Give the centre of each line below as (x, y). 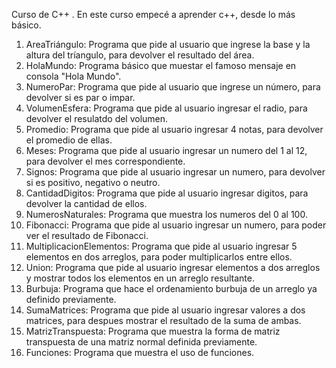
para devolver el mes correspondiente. (105, 161)
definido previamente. (71, 299)
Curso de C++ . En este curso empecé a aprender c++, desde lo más (153, 14)
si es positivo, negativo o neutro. (93, 182)
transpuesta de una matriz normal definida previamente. (141, 342)
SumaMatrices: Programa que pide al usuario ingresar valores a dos (165, 310)
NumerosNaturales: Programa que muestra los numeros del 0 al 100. (166, 214)
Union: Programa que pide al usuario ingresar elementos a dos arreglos (173, 267)
